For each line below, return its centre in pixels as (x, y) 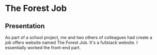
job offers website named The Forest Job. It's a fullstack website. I (71, 43)
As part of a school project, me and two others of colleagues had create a (79, 37)
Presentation (25, 26)
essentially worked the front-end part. (43, 48)
